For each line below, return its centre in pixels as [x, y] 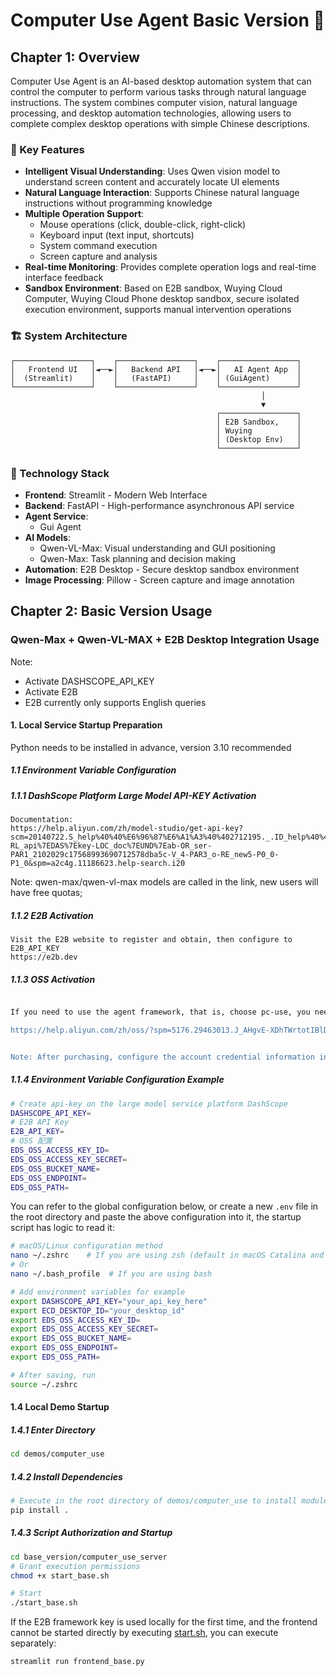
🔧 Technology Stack [60, 473]
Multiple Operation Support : [84, 214]
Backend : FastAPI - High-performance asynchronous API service [159, 505]
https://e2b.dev [44, 957]
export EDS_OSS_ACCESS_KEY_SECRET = [84, 1329]
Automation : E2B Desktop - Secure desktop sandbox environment [162, 569]
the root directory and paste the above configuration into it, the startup [156, 1217]
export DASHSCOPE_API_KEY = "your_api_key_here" [109, 1301]
